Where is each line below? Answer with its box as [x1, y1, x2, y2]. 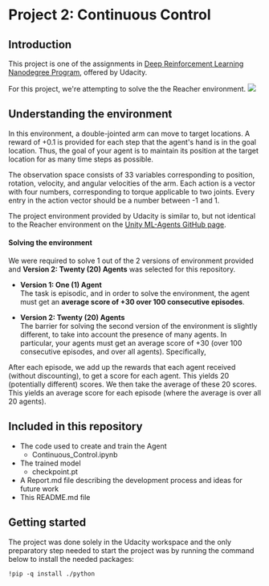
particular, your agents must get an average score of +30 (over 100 [19, 338, 243, 348]
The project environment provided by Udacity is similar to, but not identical [8, 211, 255, 220]
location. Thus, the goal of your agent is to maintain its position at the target [8, 145, 259, 155]
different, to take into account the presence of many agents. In [19, 330, 227, 339]
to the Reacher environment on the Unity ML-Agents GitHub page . [8, 219, 226, 229]
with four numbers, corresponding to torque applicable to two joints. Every [8, 186, 255, 196]
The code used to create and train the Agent [19, 441, 167, 451]
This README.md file [19, 492, 91, 502]
